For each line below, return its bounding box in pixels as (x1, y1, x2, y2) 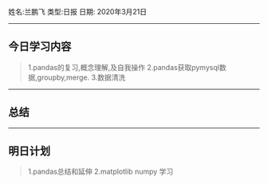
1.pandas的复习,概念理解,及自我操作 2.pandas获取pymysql (27, 62, 219, 72)
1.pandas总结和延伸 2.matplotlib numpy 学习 (27, 166, 174, 177)
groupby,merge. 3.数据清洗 (37, 72, 126, 82)
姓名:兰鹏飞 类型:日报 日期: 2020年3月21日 (8, 7, 148, 16)
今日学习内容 (8, 40, 72, 53)
